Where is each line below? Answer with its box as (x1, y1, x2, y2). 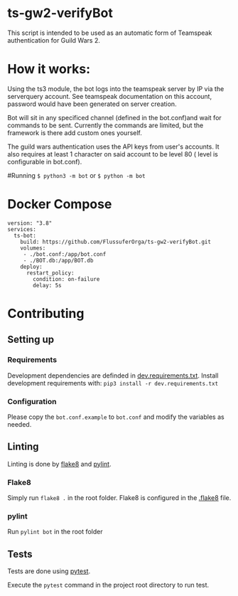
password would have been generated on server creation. (7, 100, 177, 108)
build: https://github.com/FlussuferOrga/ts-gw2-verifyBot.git (20, 238, 212, 245)
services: (7, 225, 37, 233)
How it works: (7, 61, 91, 78)
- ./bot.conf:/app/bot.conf (23, 250, 107, 257)
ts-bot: (13, 232, 37, 239)
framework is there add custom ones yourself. (7, 128, 142, 137)
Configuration (7, 396, 57, 406)
